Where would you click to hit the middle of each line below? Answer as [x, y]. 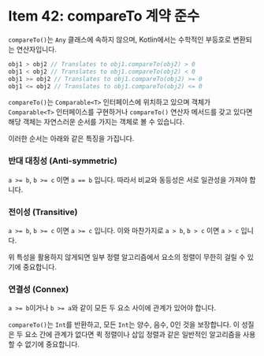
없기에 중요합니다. [52, 344]
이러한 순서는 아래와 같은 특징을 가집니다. [71, 139]
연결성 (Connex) [39, 289]
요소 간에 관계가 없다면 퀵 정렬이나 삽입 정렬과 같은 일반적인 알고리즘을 [133, 335]
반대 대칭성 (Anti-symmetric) [63, 161]
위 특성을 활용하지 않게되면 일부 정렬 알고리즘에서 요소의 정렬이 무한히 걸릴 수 [127, 258]
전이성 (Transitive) [43, 212]
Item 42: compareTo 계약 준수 [104, 16]
